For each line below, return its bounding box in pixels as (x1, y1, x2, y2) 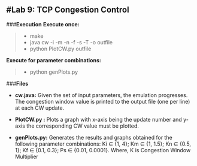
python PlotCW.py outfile (29, 45, 92, 52)
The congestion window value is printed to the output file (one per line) (14, 98, 190, 105)
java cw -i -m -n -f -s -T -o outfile (29, 38, 113, 46)
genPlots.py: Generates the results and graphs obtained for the (14, 134, 172, 141)
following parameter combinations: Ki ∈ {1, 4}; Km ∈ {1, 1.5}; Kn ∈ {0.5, (14, 140, 192, 147)
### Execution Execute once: (6, 20, 80, 28)
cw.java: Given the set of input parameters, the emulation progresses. (14, 91, 188, 98)
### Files (6, 80, 29, 87)
